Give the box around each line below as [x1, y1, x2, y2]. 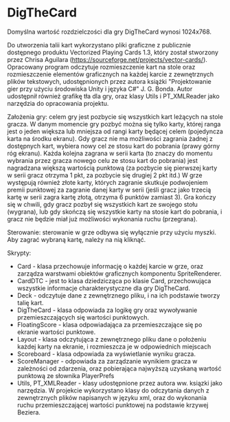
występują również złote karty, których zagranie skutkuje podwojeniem [7, 178, 208, 186]
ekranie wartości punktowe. [16, 328, 96, 336]
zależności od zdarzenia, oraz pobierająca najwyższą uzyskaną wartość [16, 364, 222, 373]
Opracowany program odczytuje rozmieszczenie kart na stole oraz [7, 63, 196, 71]
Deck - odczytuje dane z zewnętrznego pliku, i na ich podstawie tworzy [16, 291, 220, 300]
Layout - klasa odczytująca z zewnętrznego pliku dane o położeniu [16, 335, 207, 343]
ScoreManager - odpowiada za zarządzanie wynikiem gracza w [16, 357, 198, 365]
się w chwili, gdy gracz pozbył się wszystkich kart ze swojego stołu [7, 200, 198, 208]
